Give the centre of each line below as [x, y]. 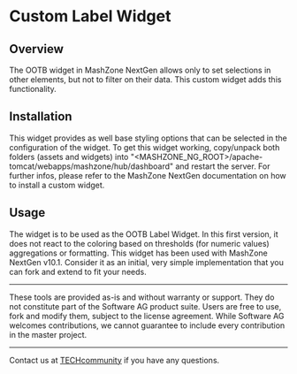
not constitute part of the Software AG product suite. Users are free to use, [145, 306]
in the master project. [48, 334]
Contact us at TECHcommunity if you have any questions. [114, 360]
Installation [41, 117]
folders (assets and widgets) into [69, 156]
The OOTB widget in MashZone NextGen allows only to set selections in [140, 70]
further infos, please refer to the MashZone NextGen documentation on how [148, 175]
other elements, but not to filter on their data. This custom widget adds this [145, 80]
